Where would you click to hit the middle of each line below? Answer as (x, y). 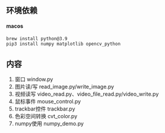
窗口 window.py (34, 79)
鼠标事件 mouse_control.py (48, 102)
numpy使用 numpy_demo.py (49, 124)
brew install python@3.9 (37, 38)
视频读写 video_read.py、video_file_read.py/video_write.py (87, 94)
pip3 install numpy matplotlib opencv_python (63, 44)
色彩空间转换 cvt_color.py (46, 116)
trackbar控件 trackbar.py (45, 109)
